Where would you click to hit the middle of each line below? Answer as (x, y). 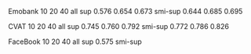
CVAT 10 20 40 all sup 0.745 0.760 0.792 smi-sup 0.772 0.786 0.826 (119, 26)
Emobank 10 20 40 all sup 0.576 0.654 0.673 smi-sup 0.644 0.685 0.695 (125, 11)
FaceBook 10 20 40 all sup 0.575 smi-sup (75, 41)
